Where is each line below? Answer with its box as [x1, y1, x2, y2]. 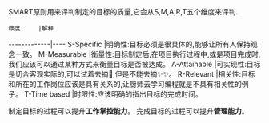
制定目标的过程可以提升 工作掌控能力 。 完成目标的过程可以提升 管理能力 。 [8, 106, 249, 116]
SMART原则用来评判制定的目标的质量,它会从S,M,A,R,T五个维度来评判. [8, 7, 239, 16]
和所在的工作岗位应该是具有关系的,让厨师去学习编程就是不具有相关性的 [8, 79, 243, 89]
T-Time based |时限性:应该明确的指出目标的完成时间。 [23, 89, 203, 98]
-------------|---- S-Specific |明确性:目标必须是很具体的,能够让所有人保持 [8, 39, 251, 49]
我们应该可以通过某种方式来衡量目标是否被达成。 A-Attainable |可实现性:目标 [8, 59, 261, 69]
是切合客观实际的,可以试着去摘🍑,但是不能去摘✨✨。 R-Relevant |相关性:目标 [8, 69, 256, 78]
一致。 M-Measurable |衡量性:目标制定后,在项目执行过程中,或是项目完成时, [14, 50, 261, 58]
